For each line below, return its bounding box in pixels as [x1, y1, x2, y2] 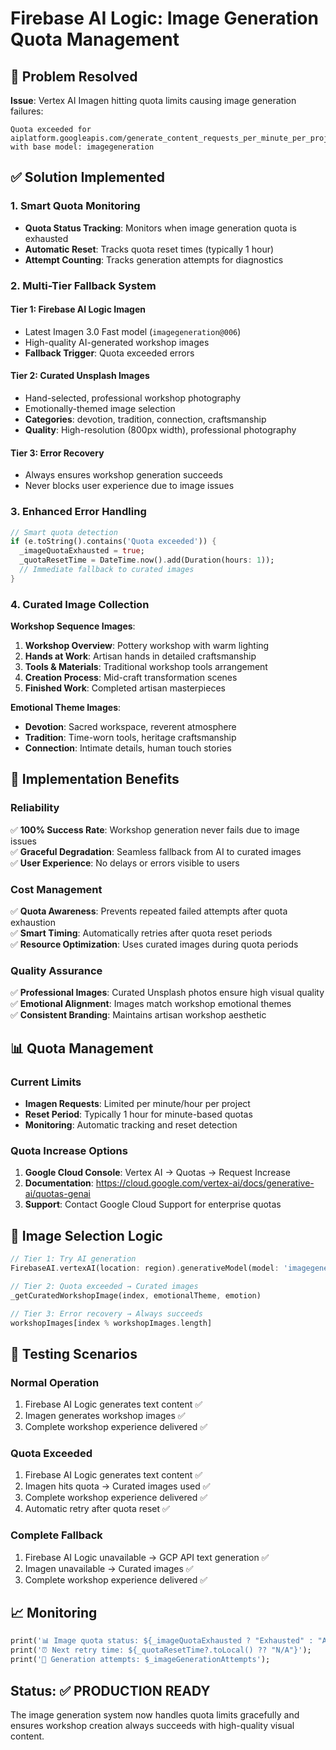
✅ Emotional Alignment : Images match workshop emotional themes [10, 998, 292, 1010]
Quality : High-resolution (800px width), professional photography [24, 424, 297, 436]
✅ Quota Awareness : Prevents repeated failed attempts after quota [10, 905, 288, 917]
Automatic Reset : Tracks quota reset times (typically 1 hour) [24, 243, 275, 255]
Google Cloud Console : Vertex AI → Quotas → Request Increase [24, 1167, 291, 1179]
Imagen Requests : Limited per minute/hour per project [24, 1098, 251, 1110]
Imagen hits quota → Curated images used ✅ [24, 1480, 211, 1492]
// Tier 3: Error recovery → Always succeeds [10, 1308, 203, 1319]
